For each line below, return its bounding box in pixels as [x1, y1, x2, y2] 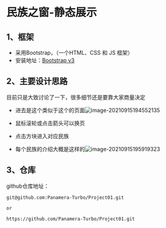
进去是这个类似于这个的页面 [15, 106, 85, 113]
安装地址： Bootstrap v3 [15, 57, 75, 64]
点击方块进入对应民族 [15, 132, 69, 140]
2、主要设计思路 [6, 76, 68, 87]
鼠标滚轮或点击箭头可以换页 [15, 119, 85, 127]
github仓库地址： [6, 182, 49, 190]
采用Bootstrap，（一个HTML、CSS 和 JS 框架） [15, 49, 133, 56]
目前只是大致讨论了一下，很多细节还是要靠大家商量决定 [6, 93, 145, 101]
